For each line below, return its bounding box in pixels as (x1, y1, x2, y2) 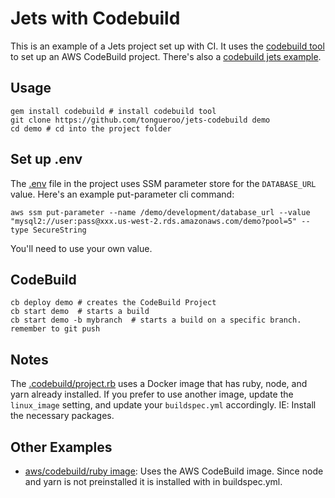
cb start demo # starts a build (10, 307, 150, 317)
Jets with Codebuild (10, 7, 181, 30)
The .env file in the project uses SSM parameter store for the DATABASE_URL (10, 177, 317, 189)
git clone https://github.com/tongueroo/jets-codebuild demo (10, 115, 271, 125)
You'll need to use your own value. (10, 242, 153, 254)
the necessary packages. (10, 410, 115, 422)
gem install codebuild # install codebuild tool (10, 106, 217, 116)
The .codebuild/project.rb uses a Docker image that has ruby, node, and (10, 378, 308, 390)
